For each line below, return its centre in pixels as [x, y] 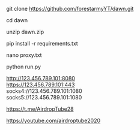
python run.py [23, 66]
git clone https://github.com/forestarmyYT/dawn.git [70, 9]
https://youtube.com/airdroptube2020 [53, 120]
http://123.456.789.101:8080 [41, 78]
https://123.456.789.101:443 [41, 84]
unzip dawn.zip [25, 32]
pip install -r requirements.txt [42, 43]
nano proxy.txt [24, 55]
